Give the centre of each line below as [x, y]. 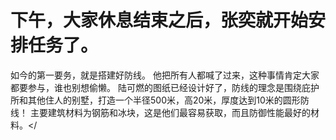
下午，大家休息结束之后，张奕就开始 [159, 20]
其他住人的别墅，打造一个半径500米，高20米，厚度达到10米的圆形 [164, 100]
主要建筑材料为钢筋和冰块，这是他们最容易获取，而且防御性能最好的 [170, 112]
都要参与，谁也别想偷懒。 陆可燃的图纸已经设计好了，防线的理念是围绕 [156, 87]
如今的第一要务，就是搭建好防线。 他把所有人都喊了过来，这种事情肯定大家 [165, 75]
